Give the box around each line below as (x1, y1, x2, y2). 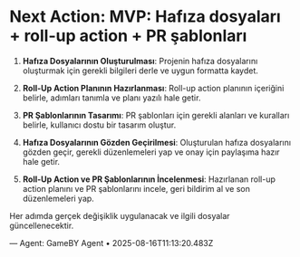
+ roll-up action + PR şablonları (9, 25, 247, 46)
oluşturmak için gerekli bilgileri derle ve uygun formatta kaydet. (22, 65, 258, 76)
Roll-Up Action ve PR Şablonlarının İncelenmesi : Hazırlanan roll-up (22, 174, 276, 185)
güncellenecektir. (9, 220, 74, 231)
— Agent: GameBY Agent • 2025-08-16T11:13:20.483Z (9, 237, 214, 248)
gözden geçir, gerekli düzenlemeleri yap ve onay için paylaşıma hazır (22, 147, 280, 157)
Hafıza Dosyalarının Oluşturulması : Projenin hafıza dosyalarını (22, 55, 258, 66)
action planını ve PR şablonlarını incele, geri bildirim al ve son (22, 183, 251, 194)
